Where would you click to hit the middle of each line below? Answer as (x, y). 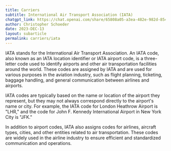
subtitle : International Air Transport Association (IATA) (69, 15)
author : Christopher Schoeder (37, 24)
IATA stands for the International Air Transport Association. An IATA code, (82, 53)
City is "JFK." (19, 117)
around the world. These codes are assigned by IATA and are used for (79, 69)
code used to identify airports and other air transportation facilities (87, 64)
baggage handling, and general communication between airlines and (77, 80)
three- (151, 58)
